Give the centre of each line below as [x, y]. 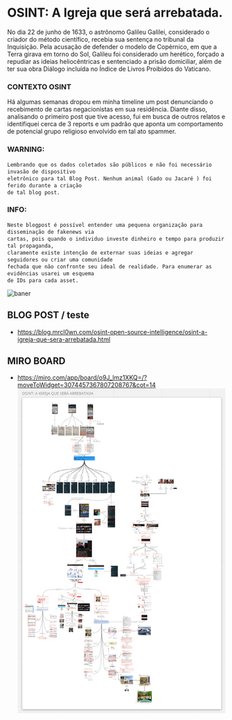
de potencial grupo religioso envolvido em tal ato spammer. [92, 131]
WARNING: [26, 149]
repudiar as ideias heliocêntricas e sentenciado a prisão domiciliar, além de [114, 61]
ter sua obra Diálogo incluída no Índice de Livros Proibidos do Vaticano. [109, 69]
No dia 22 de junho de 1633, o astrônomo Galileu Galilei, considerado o [108, 32]
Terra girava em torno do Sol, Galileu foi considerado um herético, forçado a [116, 54]
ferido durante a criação [44, 185]
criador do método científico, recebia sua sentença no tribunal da [100, 39]
